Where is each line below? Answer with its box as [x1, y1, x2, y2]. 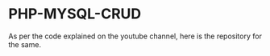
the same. [8, 39, 42, 49]
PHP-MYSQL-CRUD [8, 5, 142, 23]
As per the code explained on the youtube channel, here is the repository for [8, 31, 262, 41]
